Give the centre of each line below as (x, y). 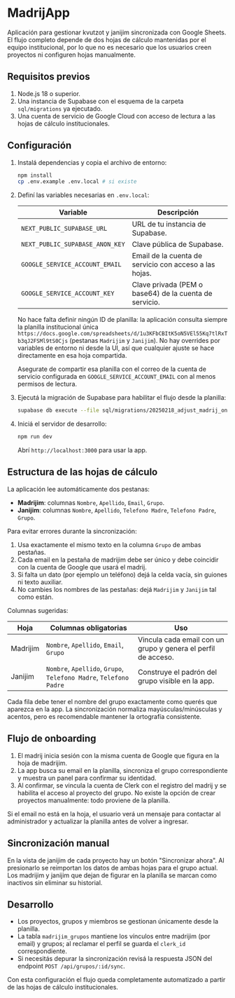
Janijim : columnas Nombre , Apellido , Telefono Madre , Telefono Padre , (117, 510)
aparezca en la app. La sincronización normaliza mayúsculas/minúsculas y (115, 709)
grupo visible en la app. (176, 680)
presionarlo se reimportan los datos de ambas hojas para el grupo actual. (113, 868)
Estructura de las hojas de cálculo (83, 472)
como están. (35, 597)
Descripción (178, 213)
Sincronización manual (58, 843)
